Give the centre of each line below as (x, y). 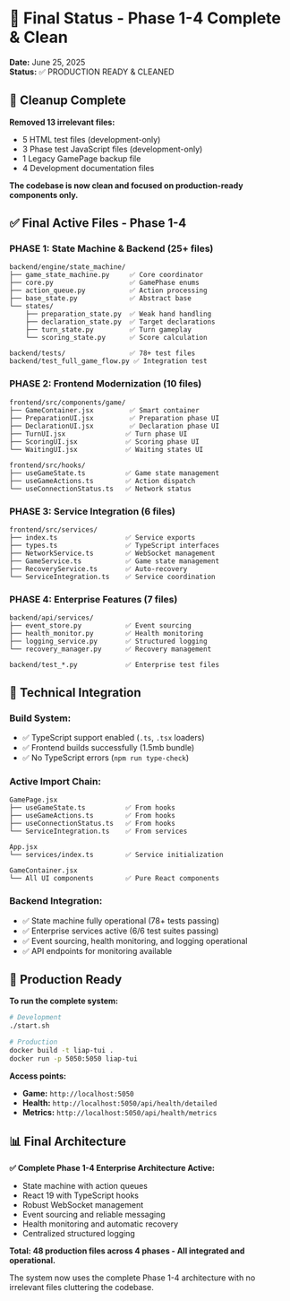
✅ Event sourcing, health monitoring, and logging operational (135, 941)
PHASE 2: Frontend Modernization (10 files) (106, 384)
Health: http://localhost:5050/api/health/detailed (119, 1103)
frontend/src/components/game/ (68, 403)
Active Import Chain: (55, 781)
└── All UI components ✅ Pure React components (115, 879)
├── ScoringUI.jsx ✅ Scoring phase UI (104, 442)
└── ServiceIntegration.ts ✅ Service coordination (112, 577)
